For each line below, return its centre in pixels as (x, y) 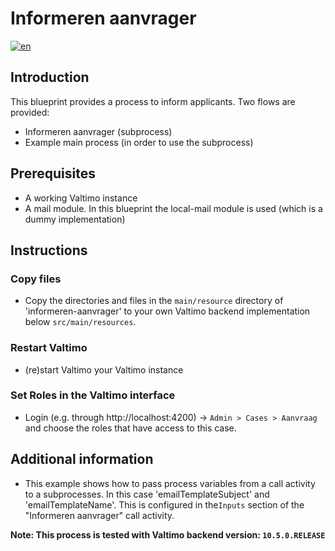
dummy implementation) (75, 219)
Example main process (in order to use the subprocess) (139, 142)
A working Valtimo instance (81, 198)
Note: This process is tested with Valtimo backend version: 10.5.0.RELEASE (168, 534)
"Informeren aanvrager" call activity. (99, 515)
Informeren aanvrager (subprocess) (98, 131)
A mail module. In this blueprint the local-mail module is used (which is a (173, 208)
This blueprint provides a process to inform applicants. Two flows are (153, 101)
